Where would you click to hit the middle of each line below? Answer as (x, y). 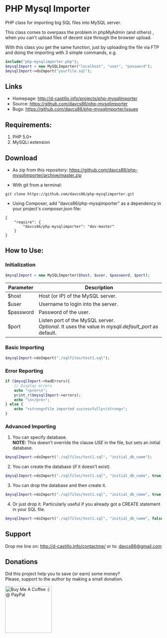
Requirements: (29, 125)
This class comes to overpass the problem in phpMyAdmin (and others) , (80, 32)
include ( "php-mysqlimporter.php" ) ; (42, 61)
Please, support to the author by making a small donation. (64, 579)
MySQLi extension (31, 142)
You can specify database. (40, 437)
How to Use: (24, 251)
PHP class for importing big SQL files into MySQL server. (63, 22)
